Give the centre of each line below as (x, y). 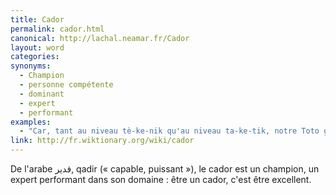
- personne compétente (66, 85)
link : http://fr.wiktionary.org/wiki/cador (102, 141)
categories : (35, 57)
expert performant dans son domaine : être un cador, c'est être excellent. (161, 179)
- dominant (42, 94)
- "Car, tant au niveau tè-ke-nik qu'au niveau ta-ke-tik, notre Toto (169, 131)
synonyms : (31, 66)
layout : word (37, 47)
